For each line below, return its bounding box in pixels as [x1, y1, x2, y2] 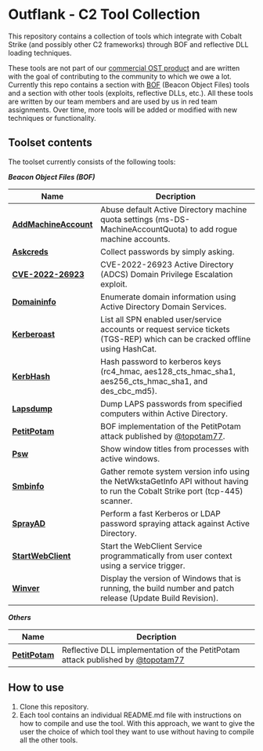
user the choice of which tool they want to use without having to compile [19, 727, 254, 736]
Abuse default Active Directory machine [100, 204, 247, 215]
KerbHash [12, 370, 51, 381]
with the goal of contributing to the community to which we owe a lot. [8, 71, 232, 81]
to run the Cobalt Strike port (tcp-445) [100, 485, 243, 496]
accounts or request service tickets [100, 323, 230, 334]
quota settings [100, 213, 153, 224]
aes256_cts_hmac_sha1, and [100, 375, 208, 386]
